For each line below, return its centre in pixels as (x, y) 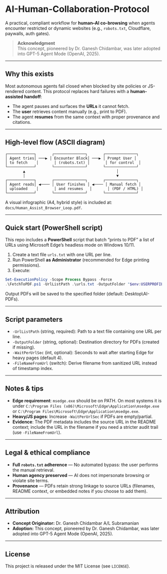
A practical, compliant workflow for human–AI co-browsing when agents (80, 23)
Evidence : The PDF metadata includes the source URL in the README (84, 422)
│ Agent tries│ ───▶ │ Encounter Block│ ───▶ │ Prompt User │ (71, 158)
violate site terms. (31, 480)
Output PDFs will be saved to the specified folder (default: (65, 294)
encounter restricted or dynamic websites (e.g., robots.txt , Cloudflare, (78, 28)
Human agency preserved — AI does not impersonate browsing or (81, 475)
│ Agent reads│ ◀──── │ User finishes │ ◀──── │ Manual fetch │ (73, 184)
